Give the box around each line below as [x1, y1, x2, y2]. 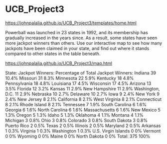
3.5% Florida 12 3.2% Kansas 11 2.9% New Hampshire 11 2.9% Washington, [5, 85, 160, 91]
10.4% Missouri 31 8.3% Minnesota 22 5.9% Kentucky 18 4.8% [5, 75, 134, 81]
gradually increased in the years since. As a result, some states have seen [5, 35, 158, 41]
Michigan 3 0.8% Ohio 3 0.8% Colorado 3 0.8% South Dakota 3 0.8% [5, 117, 148, 123]
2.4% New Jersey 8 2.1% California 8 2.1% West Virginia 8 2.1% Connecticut [5, 96, 162, 102]
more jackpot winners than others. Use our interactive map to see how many [5, 40, 163, 46]
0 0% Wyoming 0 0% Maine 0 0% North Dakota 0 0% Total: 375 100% [5, 133, 151, 139]
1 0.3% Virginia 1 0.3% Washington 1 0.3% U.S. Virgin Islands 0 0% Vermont [5, 128, 161, 134]
